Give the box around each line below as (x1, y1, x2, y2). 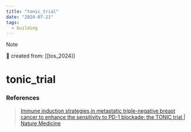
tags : (6, 19, 19, 25)
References (6, 94, 40, 102)
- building (11, 25, 38, 31)
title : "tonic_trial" (6, 8, 59, 15)
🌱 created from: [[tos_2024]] (6, 52, 76, 59)
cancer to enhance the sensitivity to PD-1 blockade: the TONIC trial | (20, 113, 186, 120)
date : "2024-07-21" (6, 14, 54, 20)
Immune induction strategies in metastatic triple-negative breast (20, 107, 176, 114)
